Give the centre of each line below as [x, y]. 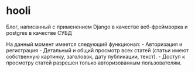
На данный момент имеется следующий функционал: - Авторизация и [94, 44]
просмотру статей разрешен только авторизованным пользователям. [94, 63]
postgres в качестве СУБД [39, 33]
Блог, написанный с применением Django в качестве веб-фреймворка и [97, 27]
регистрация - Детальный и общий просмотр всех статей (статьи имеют [97, 50]
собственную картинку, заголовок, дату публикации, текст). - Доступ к [96, 56]
